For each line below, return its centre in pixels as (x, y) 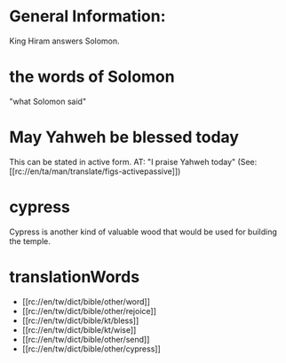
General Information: (87, 16)
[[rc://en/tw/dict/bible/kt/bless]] (80, 320)
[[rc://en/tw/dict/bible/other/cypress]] (91, 349)
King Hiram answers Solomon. (64, 41)
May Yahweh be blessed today (124, 137)
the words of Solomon (92, 77)
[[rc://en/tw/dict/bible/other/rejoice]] (89, 311)
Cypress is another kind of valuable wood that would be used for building (143, 232)
